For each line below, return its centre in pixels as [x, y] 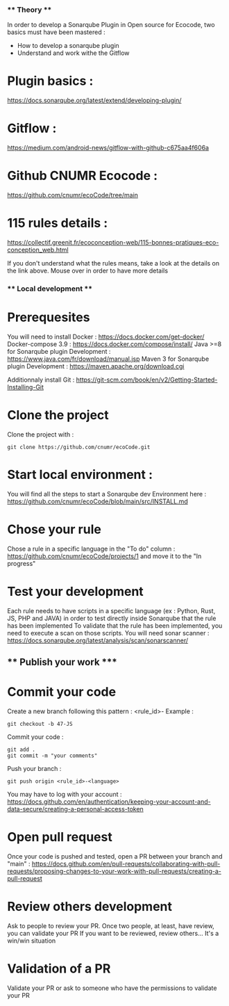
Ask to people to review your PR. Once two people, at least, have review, [111, 925]
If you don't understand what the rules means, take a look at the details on [113, 263]
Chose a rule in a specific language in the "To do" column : [91, 549]
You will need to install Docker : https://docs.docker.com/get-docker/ [106, 336]
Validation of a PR [59, 969]
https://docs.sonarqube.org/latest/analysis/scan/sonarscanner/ [98, 640]
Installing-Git [25, 387]
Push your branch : [34, 768]
